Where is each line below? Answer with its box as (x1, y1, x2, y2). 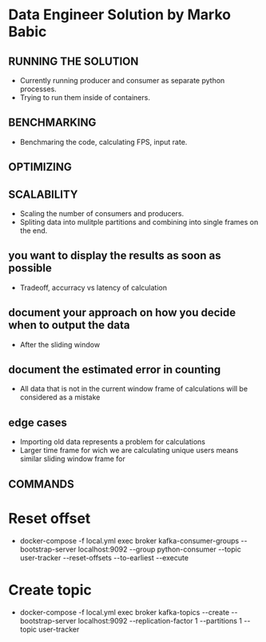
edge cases (8, 415, 68, 429)
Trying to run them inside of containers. (19, 93, 150, 102)
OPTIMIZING (8, 160, 72, 174)
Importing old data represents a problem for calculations (19, 437, 206, 447)
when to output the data (8, 319, 130, 332)
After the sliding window (19, 339, 101, 349)
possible (8, 262, 52, 275)
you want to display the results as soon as (8, 249, 221, 263)
